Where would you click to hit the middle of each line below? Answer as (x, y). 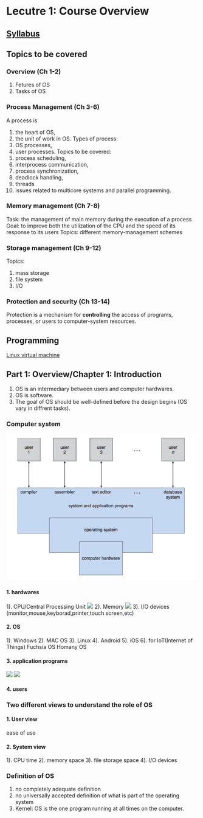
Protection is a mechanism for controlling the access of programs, (90, 315)
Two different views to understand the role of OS (80, 705)
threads (25, 184)
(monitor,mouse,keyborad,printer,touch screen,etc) (70, 613)
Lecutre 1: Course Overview (78, 11)
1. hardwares (23, 592)
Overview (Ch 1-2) (34, 71)
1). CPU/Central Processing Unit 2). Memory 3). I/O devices (88, 606)
